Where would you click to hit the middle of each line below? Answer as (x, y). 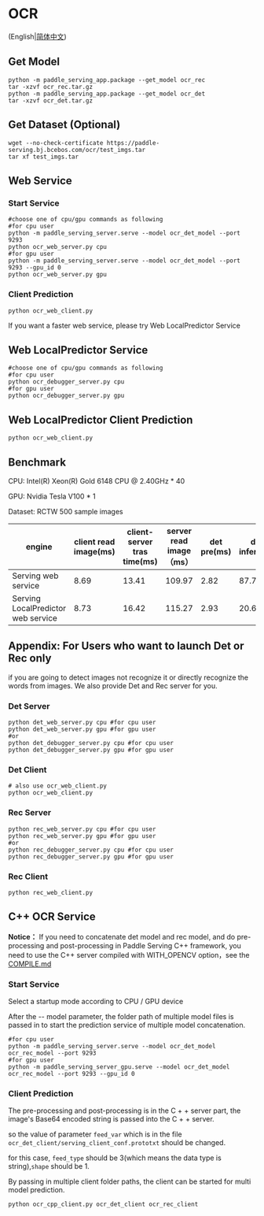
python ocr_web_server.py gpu (58, 275)
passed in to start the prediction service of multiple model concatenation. (127, 1025)
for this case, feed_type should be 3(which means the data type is (115, 1158)
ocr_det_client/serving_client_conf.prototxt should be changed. (117, 1143)
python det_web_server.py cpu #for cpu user (82, 723)
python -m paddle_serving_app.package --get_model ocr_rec (107, 80)
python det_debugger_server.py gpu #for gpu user (91, 750)
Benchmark (37, 462)
